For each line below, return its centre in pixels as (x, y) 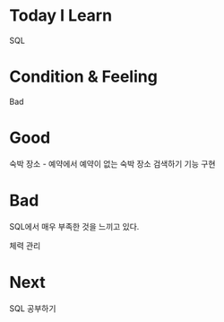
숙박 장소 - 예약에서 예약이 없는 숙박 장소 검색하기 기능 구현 (112, 163)
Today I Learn (61, 16)
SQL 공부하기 (33, 308)
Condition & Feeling (84, 77)
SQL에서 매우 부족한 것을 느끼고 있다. (74, 226)
